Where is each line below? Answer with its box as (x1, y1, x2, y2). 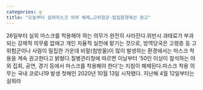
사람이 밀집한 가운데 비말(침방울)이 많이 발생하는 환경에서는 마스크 (32, 47, 188, 54)
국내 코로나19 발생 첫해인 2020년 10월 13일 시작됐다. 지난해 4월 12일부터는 (17, 69, 195, 77)
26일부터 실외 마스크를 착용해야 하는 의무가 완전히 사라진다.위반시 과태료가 (6, 31, 183, 39)
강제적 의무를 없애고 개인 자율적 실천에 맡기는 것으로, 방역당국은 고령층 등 (17, 39, 191, 47)
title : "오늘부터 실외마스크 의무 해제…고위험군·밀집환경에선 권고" (6, 14, 151, 21)
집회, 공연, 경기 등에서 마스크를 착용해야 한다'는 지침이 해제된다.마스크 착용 (12, 62, 189, 69)
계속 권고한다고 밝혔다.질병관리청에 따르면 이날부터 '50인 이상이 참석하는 (17, 54, 189, 62)
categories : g (6, 8, 42, 15)
